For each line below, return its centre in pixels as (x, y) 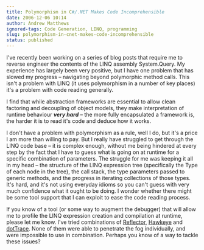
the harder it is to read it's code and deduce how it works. (79, 121)
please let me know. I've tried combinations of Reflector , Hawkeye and (94, 222)
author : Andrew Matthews (38, 23)
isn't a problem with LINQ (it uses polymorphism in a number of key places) (101, 83)
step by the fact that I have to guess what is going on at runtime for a (93, 152)
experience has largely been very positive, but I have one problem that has (100, 70)
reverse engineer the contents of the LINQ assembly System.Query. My (96, 64)
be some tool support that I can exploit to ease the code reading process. (98, 197)
